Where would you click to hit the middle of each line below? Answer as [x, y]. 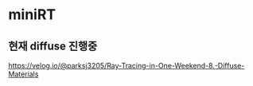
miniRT [32, 15]
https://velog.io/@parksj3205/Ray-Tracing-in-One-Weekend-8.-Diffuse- [127, 66]
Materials [23, 74]
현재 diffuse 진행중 [53, 46]
